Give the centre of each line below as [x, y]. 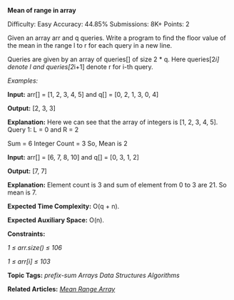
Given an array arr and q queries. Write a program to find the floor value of [117, 38]
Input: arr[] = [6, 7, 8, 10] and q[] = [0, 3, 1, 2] [73, 157]
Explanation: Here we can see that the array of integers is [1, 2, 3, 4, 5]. [113, 122]
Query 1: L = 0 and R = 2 [43, 130]
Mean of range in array [42, 10]
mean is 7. [22, 192]
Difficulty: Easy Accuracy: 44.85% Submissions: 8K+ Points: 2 [99, 24]
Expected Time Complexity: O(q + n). [63, 206]
